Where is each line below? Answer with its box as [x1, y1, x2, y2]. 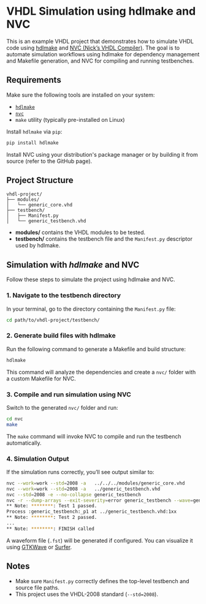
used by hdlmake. [15, 242, 61, 249]
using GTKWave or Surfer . [6, 543, 72, 551]
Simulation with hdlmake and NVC [6, 259, 140, 270]
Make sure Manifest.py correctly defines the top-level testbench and [15, 577, 189, 584]
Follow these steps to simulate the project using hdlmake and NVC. [6, 276, 176, 283]
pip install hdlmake [6, 140, 59, 146]
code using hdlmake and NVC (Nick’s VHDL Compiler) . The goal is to [6, 44, 180, 51]
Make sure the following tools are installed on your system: [6, 91, 155, 99]
